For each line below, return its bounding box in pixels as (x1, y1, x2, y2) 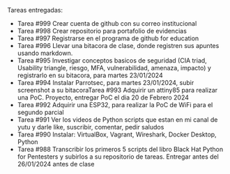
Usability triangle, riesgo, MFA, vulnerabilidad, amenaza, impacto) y (17, 64, 211, 72)
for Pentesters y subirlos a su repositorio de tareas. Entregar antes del (17, 152, 220, 161)
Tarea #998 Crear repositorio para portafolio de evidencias (17, 27, 187, 35)
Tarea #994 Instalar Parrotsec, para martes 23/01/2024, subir (17, 79, 194, 86)
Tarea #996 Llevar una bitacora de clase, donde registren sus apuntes (17, 42, 220, 49)
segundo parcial (17, 108, 64, 116)
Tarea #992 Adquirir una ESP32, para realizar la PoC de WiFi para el (17, 101, 213, 109)
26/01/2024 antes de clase (17, 160, 95, 168)
